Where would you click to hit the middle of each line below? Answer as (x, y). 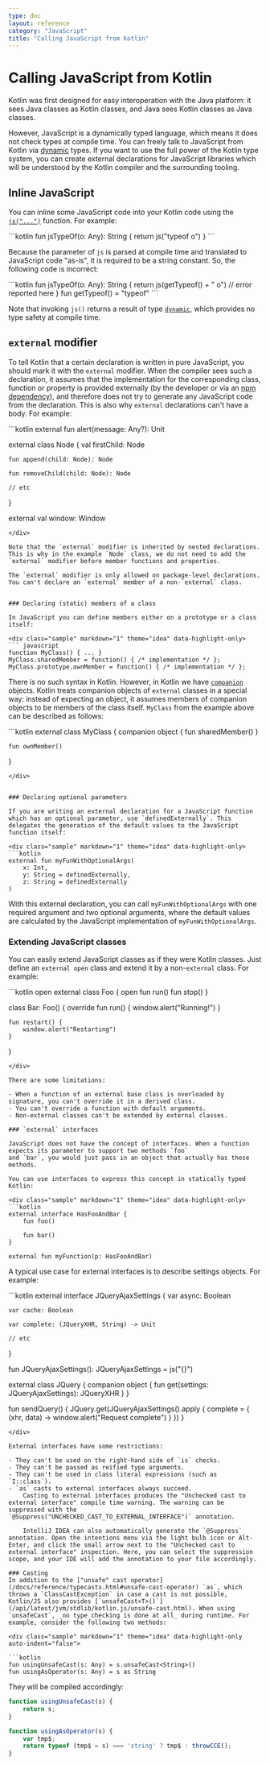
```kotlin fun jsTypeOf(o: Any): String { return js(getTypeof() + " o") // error (130, 284)
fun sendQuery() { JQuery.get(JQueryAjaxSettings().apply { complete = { (129, 1409)
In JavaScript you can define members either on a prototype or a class (133, 617)
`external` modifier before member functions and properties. (115, 561)
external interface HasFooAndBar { (68, 1214)
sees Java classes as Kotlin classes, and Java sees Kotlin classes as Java (131, 109)
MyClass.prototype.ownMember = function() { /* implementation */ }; (127, 667)
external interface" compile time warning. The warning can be (117, 1503)
